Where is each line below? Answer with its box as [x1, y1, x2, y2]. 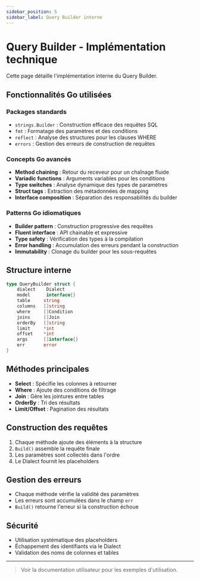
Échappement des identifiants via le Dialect [14, 543, 121, 550]
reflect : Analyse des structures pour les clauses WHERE [14, 134, 157, 141]
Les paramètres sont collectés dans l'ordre [14, 451, 120, 458]
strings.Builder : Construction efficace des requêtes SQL [14, 121, 158, 128]
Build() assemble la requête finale [14, 445, 100, 452]
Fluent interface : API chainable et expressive [14, 229, 128, 236]
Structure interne [6, 265, 71, 275]
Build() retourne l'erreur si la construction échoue [14, 503, 139, 510]
